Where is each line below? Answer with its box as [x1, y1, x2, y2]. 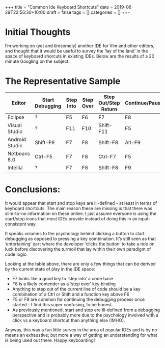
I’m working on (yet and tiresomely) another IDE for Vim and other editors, [5, 43, 155, 49]
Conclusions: [5, 184, 60, 195]
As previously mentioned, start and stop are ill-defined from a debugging [12, 307, 160, 313]
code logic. [5, 251, 28, 257]
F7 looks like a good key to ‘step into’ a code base [12, 275, 113, 281]
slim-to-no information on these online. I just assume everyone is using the [5, 211, 157, 216]
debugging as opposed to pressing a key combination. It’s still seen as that [5, 236, 156, 241]
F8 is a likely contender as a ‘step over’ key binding [12, 281, 116, 287]
